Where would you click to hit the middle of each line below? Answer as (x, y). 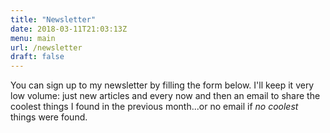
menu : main (33, 38)
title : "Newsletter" (53, 19)
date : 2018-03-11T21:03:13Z (69, 29)
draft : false (37, 57)
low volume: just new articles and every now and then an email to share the (165, 96)
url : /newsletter (46, 47)
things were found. (49, 117)
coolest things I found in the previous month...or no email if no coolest (154, 107)
